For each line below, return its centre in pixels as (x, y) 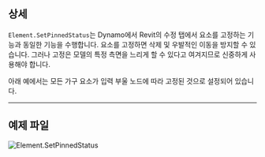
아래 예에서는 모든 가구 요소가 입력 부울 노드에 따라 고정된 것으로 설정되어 (121, 80)
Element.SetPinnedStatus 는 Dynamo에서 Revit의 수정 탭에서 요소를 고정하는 (127, 35)
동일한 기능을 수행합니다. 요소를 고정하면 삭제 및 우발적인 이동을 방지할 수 (135, 44)
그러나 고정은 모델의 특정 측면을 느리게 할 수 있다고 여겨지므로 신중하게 (140, 54)
